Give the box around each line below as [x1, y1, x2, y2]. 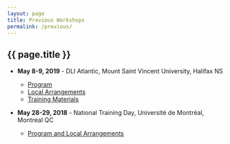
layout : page [7, 10, 45, 17]
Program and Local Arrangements [27, 129, 124, 138]
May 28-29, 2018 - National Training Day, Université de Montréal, [17, 109, 204, 117]
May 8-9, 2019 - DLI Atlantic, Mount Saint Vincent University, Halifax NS [17, 67, 223, 75]
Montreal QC [17, 116, 54, 125]
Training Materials [27, 95, 79, 104]
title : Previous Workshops [7, 17, 85, 24]
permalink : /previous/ [7, 23, 73, 30]
